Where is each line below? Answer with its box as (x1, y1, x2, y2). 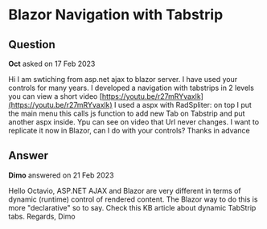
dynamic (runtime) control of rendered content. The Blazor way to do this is (8, 194, 258, 204)
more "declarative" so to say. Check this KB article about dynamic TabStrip (8, 202, 257, 212)
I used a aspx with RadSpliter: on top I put (113, 100, 252, 109)
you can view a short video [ (8, 92, 103, 101)
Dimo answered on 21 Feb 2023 (8, 170, 114, 180)
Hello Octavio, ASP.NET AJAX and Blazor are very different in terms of (8, 186, 241, 195)
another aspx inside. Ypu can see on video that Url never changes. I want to (8, 117, 260, 126)
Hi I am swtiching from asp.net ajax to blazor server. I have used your (8, 75, 238, 84)
